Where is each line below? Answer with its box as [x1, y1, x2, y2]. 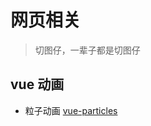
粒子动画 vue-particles [24, 104, 118, 116]
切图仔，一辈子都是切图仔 [34, 44, 141, 56]
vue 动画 [10, 76, 65, 93]
